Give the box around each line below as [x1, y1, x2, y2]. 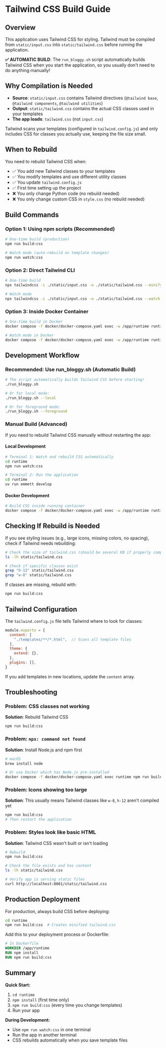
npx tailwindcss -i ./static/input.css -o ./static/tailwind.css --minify [5, 282, 163, 287]
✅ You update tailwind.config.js [12, 179, 82, 185]
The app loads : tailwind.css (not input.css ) [12, 116, 104, 122]
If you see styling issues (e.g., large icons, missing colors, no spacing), [5, 535, 149, 541]
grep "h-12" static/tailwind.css [5, 568, 74, 573]
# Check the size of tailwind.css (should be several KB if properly [5, 550, 152, 555]
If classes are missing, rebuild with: [5, 582, 77, 588]
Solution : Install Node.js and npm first [5, 747, 83, 753]
